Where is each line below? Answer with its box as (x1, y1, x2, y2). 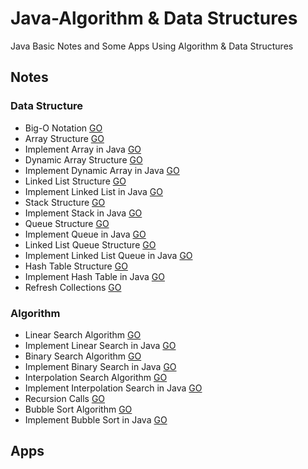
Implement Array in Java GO (24, 143, 142, 155)
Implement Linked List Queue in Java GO (24, 249, 193, 261)
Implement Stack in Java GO (24, 207, 143, 219)
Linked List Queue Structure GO (24, 238, 157, 251)
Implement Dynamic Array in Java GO (24, 164, 180, 176)
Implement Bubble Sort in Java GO (24, 413, 168, 426)
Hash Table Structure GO (24, 260, 128, 272)
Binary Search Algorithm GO (24, 350, 142, 362)
